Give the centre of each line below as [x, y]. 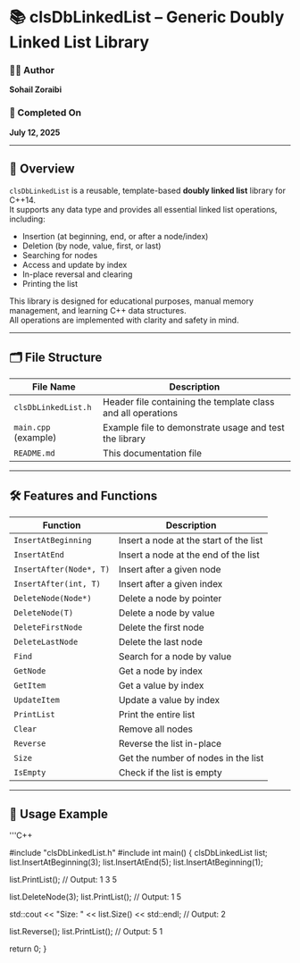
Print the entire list [157, 715]
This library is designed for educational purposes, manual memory [132, 301]
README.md [34, 453]
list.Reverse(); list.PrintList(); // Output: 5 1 [86, 932]
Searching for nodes [60, 255]
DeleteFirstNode [48, 628]
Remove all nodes [156, 729]
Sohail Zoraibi [36, 89]
